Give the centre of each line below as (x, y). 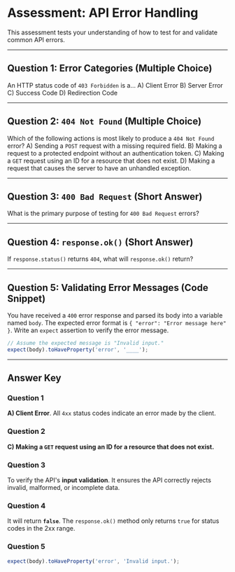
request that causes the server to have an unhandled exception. (99, 168)
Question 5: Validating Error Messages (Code (108, 288)
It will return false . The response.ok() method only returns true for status (113, 521)
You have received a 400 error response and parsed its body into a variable (115, 315)
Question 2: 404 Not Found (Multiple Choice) (104, 122)
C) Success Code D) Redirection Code (62, 93)
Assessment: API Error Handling (103, 13)
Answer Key (34, 378)
